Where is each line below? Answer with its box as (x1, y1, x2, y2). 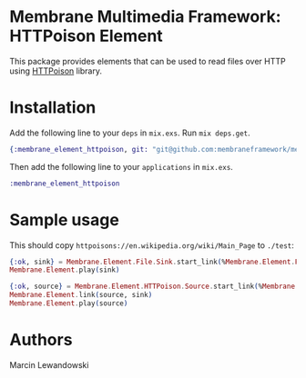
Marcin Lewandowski (9, 359, 89, 370)
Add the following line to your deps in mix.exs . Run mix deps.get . (9, 127, 250, 138)
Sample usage (9, 209, 120, 230)
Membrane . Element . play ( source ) (9, 299, 128, 308)
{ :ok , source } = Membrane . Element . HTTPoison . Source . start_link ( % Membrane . (9, 282, 300, 292)
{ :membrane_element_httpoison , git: (9, 144, 148, 154)
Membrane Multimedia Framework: (9, 6, 281, 27)
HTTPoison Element (9, 25, 164, 46)
